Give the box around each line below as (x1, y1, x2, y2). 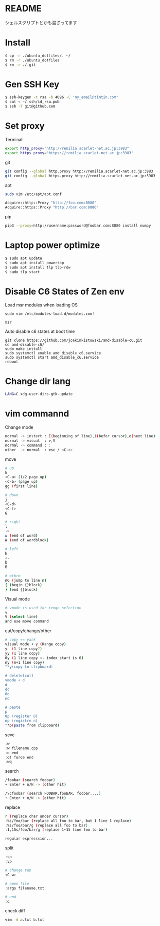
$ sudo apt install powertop (5, 260, 64, 265)
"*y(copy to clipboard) (5, 664, 53, 669)
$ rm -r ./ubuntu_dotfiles (5, 58, 60, 62)
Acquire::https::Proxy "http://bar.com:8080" (5, 205, 99, 210)
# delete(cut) (5, 673, 34, 679)
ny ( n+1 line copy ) (5, 660, 45, 665)
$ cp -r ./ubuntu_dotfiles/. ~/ (5, 53, 71, 58)
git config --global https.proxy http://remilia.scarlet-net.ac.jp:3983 (5, 173, 156, 178)
